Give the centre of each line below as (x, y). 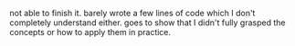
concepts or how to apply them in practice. (90, 32)
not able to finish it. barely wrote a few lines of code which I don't (132, 13)
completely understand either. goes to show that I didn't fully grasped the (147, 23)
